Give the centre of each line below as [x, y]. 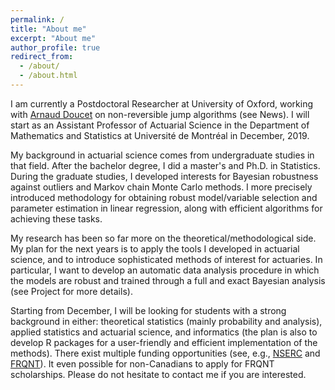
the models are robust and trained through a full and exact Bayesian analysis [168, 280]
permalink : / [37, 19]
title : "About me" [48, 29]
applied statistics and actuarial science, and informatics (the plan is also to [164, 332]
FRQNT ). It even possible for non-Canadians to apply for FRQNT [142, 363]
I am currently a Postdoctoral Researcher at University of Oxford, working [162, 103]
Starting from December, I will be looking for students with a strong [148, 310]
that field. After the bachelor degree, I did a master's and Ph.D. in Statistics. [165, 165]
